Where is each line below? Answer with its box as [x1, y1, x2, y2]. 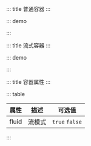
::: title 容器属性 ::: [6, 78, 51, 85]
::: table [6, 91, 25, 97]
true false [52, 119, 82, 125]
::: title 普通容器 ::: [6, 5, 51, 12]
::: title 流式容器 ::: [6, 42, 51, 49]
